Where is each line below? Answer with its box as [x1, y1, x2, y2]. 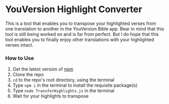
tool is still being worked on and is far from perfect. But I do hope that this [5, 31, 159, 37]
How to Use [5, 54, 34, 61]
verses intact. [5, 42, 34, 48]
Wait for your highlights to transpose [12, 93, 89, 99]
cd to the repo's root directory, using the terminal [12, 77, 115, 83]
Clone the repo [12, 72, 44, 78]
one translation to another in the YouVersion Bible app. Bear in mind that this [5, 25, 164, 31]
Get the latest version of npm [12, 66, 73, 72]
